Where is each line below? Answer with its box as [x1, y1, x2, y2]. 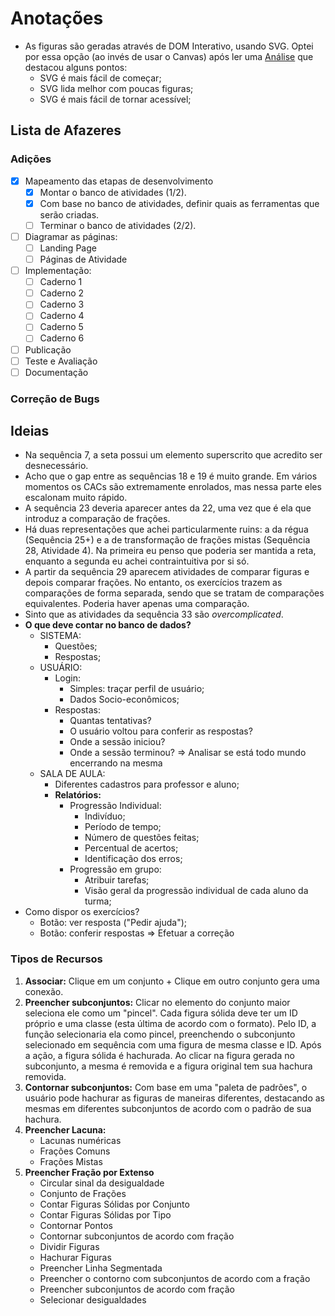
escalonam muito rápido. [24, 492, 128, 504]
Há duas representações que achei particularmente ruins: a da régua [24, 523, 309, 536]
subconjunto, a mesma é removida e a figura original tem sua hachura [24, 1060, 313, 1072]
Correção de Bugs [10, 392, 100, 406]
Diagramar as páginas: [24, 230, 118, 242]
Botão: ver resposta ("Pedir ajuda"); [39, 917, 188, 929]
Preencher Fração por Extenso [24, 1166, 155, 1178]
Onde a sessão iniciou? [69, 736, 166, 748]
